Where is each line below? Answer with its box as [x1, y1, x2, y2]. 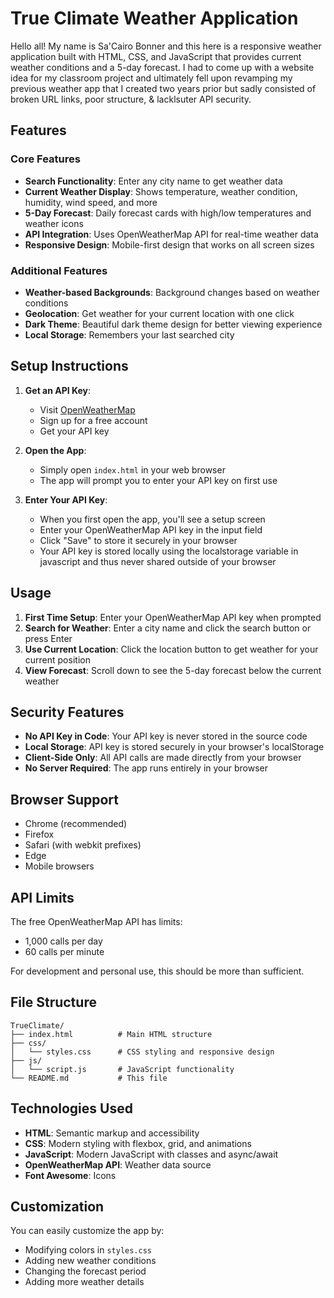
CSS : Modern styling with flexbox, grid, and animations [24, 1137, 252, 1149]
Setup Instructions [10, 358, 129, 375]
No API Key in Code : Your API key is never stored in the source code [24, 730, 308, 742]
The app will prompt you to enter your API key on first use [39, 474, 278, 486]
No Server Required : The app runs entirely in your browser [24, 762, 268, 774]
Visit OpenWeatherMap [39, 403, 136, 416]
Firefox [24, 828, 55, 841]
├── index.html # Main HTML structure [10, 1029, 213, 1039]
